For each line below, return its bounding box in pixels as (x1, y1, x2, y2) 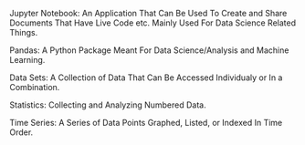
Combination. (9, 82, 60, 92)
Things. (9, 27, 38, 37)
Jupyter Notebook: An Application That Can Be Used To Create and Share (9, 8, 288, 18)
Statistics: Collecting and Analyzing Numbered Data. (9, 99, 207, 110)
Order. (9, 127, 34, 138)
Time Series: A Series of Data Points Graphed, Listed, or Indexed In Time (9, 118, 283, 128)
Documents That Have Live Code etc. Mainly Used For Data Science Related (9, 17, 297, 28)
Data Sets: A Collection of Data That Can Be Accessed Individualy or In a (9, 72, 283, 83)
